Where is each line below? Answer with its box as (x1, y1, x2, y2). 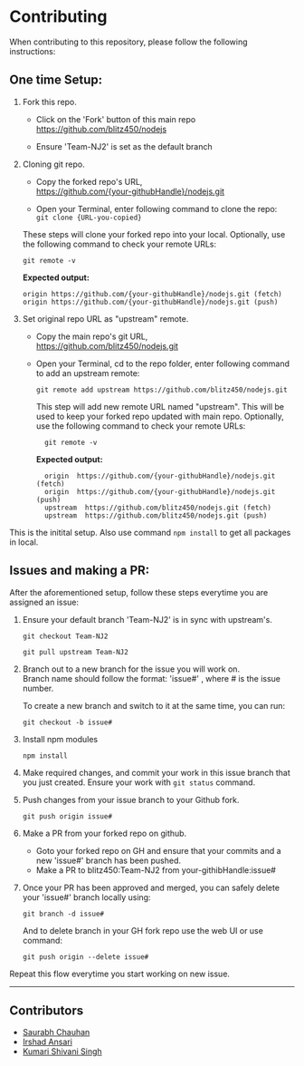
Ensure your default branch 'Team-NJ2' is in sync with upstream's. (22, 614, 273, 625)
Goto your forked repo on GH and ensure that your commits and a (35, 845, 282, 856)
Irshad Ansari (22, 1036, 72, 1048)
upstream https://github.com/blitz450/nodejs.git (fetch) (43, 503, 271, 512)
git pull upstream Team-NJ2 (22, 647, 128, 656)
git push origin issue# (22, 811, 113, 821)
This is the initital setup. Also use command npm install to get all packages (9, 527, 291, 538)
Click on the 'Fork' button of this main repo (35, 113, 196, 124)
